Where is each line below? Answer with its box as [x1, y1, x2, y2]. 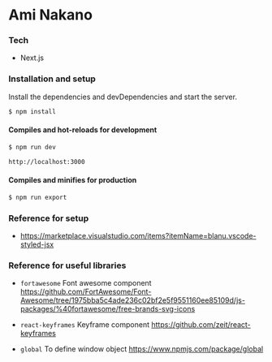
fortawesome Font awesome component [19, 278, 152, 288]
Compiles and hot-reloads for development [8, 125, 158, 135]
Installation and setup [8, 73, 96, 84]
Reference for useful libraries [8, 260, 127, 271]
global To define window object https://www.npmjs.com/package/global [19, 344, 264, 354]
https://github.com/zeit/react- [151, 320, 252, 330]
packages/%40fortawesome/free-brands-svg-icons [19, 304, 196, 314]
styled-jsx [19, 239, 54, 249]
